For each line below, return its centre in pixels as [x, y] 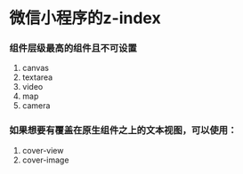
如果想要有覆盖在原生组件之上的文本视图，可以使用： [123, 130]
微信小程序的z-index [85, 18]
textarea [37, 77]
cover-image [45, 160]
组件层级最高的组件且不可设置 [73, 48]
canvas [35, 68]
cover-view [43, 150]
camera [36, 106]
